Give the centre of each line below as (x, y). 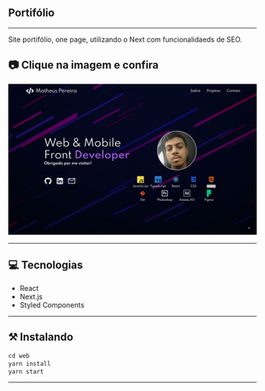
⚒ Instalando (41, 337)
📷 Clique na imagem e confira (84, 65)
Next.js (31, 296)
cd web (19, 356)
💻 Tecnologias (46, 265)
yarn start (26, 372)
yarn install (30, 364)
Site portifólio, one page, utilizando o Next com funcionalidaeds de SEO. (125, 39)
